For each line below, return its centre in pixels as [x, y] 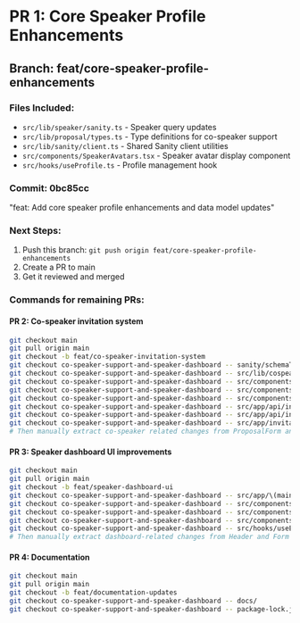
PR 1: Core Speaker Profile [108, 17]
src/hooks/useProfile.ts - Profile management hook [120, 165]
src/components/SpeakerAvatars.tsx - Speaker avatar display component [156, 155]
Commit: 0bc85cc [49, 187]
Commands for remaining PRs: [77, 300]
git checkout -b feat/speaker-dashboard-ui [92, 487]
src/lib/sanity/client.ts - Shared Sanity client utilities [125, 145]
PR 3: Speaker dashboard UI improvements [91, 452]
